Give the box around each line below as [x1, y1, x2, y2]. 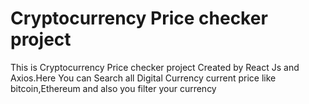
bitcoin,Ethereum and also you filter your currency [10, 82, 217, 94]
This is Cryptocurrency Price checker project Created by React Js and [10, 61, 300, 73]
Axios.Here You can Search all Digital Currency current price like [10, 72, 277, 84]
